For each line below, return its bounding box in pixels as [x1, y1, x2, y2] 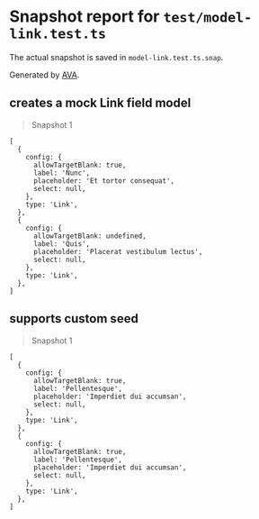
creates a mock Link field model [9, 96, 192, 111]
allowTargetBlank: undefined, [32, 232, 147, 241]
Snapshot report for [9, 6, 160, 27]
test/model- [163, 9, 253, 26]
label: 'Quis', [32, 239, 91, 249]
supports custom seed [9, 311, 139, 326]
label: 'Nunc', [32, 168, 91, 178]
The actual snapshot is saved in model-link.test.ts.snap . [9, 51, 224, 62]
